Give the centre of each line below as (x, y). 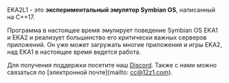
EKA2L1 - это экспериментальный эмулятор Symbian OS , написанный (111, 10)
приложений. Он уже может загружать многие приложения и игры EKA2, (114, 45)
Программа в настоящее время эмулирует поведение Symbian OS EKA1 (112, 30)
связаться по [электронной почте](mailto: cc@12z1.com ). (90, 72)
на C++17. (21, 17)
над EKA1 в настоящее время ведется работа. (74, 52)
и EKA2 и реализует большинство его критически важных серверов (107, 37)
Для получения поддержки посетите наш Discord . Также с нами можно (112, 65)
